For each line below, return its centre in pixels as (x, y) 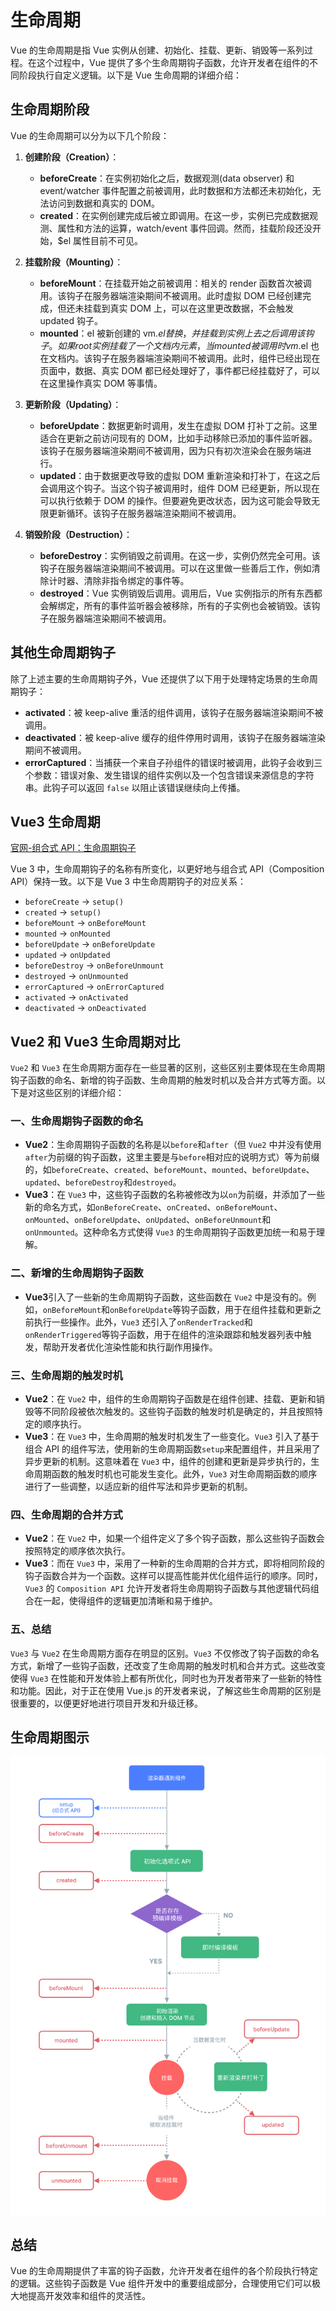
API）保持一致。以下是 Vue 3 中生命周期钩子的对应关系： (128, 882)
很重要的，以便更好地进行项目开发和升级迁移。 (106, 1703)
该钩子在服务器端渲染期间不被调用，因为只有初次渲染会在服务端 (171, 450)
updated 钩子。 (71, 320)
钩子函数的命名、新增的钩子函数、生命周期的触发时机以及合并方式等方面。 (163, 1080)
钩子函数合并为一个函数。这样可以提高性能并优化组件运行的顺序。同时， (173, 1576)
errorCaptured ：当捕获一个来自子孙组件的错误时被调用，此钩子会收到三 (173, 762)
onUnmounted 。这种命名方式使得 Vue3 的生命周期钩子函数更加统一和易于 (170, 1232)
